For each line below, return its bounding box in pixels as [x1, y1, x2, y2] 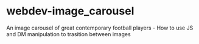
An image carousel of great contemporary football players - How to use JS [6, 24, 194, 31]
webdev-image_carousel [6, 4, 134, 18]
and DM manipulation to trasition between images [6, 30, 131, 37]
